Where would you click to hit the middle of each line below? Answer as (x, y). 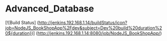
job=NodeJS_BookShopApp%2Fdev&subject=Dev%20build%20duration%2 (84, 27)
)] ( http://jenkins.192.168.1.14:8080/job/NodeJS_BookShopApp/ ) (97, 33)
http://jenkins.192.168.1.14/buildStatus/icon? (83, 22)
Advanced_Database (49, 9)
